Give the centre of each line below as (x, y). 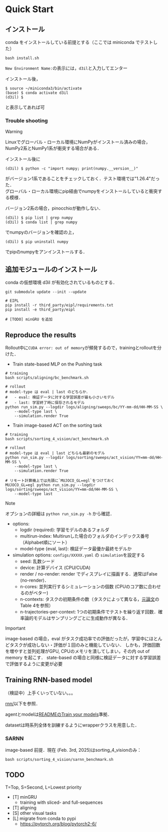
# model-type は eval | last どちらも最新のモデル (55, 453)
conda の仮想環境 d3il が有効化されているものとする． (61, 282)
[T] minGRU (25, 797)
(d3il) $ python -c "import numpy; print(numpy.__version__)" (72, 169)
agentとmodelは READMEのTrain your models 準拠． (59, 714)
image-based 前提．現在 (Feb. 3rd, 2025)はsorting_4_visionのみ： (73, 750)
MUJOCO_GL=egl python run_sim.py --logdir (50, 485)
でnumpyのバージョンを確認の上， (41, 232)
